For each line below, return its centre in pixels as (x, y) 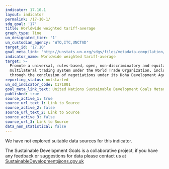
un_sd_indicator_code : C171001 (38, 84)
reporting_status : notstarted (37, 80)
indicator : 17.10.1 (26, 10)
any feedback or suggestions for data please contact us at (66, 155)
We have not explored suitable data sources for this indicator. (69, 140)
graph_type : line (23, 33)
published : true (22, 94)
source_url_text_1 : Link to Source (43, 103)
